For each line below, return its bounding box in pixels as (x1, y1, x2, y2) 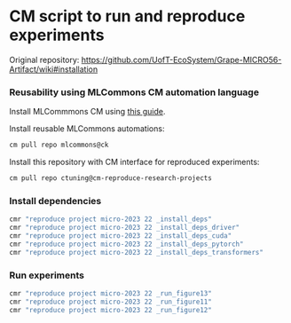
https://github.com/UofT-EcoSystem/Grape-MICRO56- (81, 54, 282, 65)
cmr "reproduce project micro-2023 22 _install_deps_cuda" (9, 232, 232, 240)
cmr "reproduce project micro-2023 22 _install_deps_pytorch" (9, 240, 244, 248)
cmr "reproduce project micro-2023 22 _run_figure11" (9, 297, 213, 306)
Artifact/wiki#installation (9, 64, 98, 75)
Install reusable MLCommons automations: (9, 123, 165, 134)
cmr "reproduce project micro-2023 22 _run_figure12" (9, 305, 213, 314)
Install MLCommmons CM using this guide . (9, 106, 166, 117)
